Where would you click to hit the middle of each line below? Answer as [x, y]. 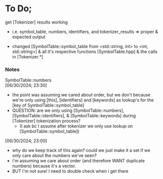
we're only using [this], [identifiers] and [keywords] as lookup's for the [83, 100]
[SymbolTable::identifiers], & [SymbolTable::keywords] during [74, 116]
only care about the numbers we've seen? [54, 155]
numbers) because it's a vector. [44, 166]
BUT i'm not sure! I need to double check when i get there [70, 171]
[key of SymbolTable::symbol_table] [48, 105]
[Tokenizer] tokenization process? [46, 121]
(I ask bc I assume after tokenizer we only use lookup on [76, 126]
